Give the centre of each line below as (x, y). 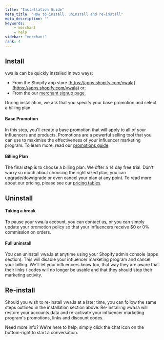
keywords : (15, 23)
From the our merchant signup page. (49, 93)
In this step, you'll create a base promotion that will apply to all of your (76, 130)
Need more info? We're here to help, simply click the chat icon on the (74, 327)
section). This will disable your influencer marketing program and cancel (78, 259)
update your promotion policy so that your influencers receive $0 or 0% (77, 227)
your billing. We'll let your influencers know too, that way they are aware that (82, 264)
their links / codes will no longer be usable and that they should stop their (79, 270)
